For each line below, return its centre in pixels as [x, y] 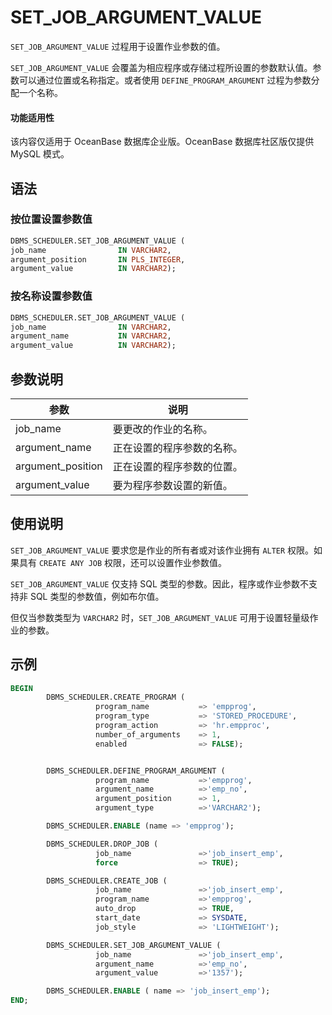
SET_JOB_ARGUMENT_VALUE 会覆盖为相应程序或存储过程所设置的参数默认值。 [161, 67]
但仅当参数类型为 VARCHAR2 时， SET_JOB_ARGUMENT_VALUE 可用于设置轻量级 [160, 617]
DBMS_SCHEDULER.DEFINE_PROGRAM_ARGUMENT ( [136, 771]
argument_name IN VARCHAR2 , [91, 336]
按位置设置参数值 [51, 219]
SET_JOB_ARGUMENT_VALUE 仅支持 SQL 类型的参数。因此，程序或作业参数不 [159, 583]
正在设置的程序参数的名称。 [177, 448]
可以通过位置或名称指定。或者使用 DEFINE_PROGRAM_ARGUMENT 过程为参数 [165, 80]
